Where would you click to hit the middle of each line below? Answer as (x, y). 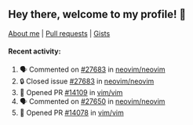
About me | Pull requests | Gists (59, 33)
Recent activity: (35, 51)
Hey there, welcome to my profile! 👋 (97, 15)
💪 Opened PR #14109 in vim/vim (71, 93)
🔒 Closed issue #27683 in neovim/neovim (87, 81)
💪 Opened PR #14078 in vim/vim (71, 113)
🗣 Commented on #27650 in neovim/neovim (92, 101)
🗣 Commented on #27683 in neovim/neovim (92, 70)
